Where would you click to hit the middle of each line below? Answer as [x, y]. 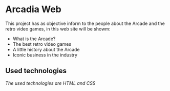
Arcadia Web [33, 9]
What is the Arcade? [34, 39]
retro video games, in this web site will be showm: [58, 28]
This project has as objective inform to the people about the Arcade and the [85, 23]
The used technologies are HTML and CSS [50, 83]
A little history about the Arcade [46, 49]
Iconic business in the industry [45, 55]
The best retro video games [42, 44]
